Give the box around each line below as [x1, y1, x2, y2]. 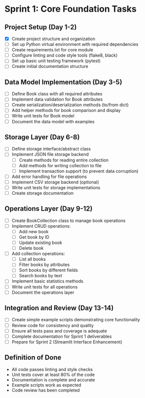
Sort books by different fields [19, 267, 78, 273]
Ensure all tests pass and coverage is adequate [11, 328, 107, 333]
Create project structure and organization [11, 36, 96, 42]
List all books [19, 256, 46, 262]
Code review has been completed [11, 387, 80, 393]
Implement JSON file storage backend [11, 152, 89, 157]
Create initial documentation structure [11, 64, 89, 69]
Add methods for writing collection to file [19, 162, 102, 168]
